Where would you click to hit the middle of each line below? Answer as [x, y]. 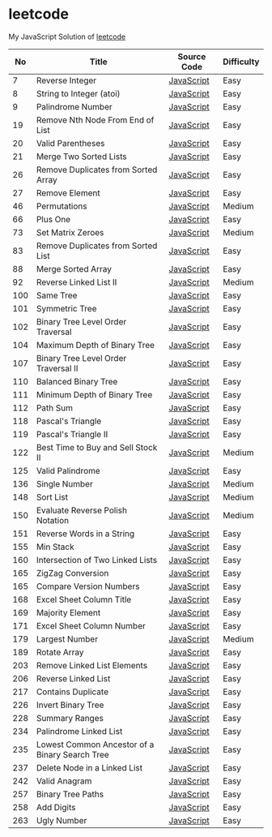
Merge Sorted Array [74, 268]
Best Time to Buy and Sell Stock [97, 447]
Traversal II [57, 368]
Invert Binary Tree [70, 705]
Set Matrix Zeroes [70, 232]
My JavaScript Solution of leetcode [67, 36]
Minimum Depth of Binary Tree [94, 394]
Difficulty [241, 62]
